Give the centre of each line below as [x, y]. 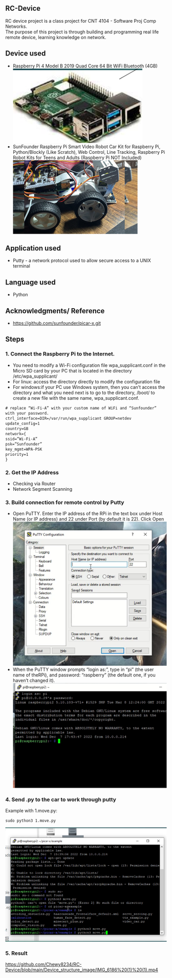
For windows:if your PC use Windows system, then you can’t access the [89, 387]
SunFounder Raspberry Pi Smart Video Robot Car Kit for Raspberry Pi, [87, 147]
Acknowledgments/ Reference [55, 311]
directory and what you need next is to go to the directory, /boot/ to [84, 393]
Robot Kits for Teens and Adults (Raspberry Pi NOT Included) [77, 157]
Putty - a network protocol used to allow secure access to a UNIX [82, 261]
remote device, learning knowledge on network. [56, 37]
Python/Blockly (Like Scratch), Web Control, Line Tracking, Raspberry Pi [89, 152]
